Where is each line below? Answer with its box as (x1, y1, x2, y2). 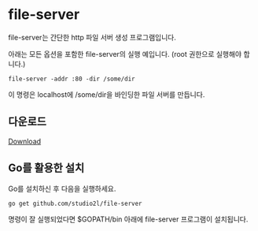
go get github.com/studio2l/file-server (8, 199, 143, 207)
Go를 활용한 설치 (8, 162, 85, 175)
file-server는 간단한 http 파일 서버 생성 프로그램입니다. (8, 32, 177, 42)
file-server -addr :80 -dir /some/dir (8, 75, 135, 83)
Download (8, 136, 42, 146)
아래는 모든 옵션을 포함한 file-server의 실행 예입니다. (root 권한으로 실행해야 (8, 49, 242, 58)
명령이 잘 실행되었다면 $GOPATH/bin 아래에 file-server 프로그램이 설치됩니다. (8, 214, 249, 224)
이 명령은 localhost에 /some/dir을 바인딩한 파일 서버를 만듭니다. (8, 89, 205, 99)
